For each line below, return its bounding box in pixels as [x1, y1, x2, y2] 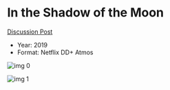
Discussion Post [7, 27, 53, 36]
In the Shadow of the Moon [7, 5, 164, 21]
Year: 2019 [17, 41, 48, 49]
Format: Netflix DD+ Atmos [17, 48, 94, 56]
